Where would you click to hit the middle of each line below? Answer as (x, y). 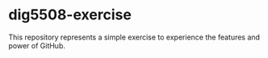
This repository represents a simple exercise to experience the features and (134, 37)
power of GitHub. (37, 45)
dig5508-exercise (70, 15)
